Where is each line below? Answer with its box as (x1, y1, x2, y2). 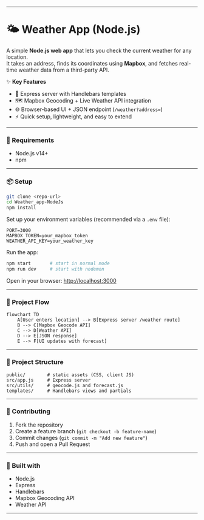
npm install (6, 204, 36, 211)
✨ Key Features (6, 78, 47, 85)
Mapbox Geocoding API (15, 495, 75, 502)
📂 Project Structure (6, 358, 64, 366)
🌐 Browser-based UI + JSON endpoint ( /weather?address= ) (15, 106, 163, 113)
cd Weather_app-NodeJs (6, 199, 64, 205)
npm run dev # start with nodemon (6, 266, 104, 272)
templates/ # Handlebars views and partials (6, 388, 132, 394)
